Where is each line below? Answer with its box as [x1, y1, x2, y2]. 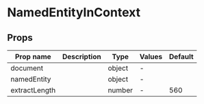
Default [168, 52, 194, 61]
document [10, 63, 44, 73]
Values [139, 52, 163, 61]
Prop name [14, 52, 51, 61]
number [107, 86, 133, 94]
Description [62, 52, 101, 61]
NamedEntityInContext [7, 5, 141, 20]
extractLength [10, 86, 56, 94]
